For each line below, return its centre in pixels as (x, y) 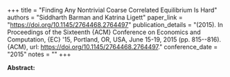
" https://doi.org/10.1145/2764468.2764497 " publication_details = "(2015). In (115, 25)
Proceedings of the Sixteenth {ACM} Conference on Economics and (104, 32)
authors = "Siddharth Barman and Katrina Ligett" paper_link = (95, 17)
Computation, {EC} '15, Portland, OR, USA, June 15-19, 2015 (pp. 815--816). (114, 40)
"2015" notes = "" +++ (39, 54)
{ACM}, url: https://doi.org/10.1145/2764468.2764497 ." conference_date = (113, 47)
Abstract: (21, 68)
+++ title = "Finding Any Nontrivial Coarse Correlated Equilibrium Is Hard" (112, 10)
